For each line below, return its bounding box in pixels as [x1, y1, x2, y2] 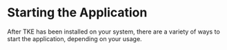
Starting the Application [7, 5, 148, 21]
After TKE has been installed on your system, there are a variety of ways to [7, 27, 221, 36]
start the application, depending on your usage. [7, 34, 143, 42]
